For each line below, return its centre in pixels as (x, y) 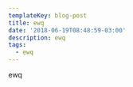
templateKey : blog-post (48, 15)
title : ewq (26, 23)
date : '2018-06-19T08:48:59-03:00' (67, 30)
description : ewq (37, 38)
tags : (17, 45)
